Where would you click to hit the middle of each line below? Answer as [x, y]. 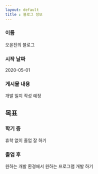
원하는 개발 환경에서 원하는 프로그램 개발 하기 [49, 166]
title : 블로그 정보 [24, 14]
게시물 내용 [18, 84]
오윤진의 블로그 [20, 44]
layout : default [22, 10]
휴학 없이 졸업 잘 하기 [26, 140]
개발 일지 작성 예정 [23, 96]
